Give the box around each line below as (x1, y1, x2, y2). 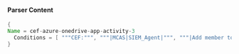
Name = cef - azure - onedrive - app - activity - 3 (7, 28, 135, 35)
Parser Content (7, 6, 53, 14)
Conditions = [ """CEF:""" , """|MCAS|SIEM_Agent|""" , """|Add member (14, 34, 224, 41)
